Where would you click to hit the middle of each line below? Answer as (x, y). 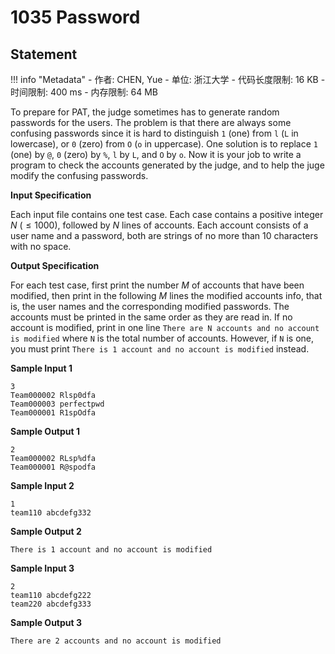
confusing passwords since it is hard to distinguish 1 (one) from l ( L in (154, 133)
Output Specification (55, 265)
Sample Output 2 (46, 531)
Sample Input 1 (41, 368)
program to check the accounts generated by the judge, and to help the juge (167, 165)
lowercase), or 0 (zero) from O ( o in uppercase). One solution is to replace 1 (164, 144)
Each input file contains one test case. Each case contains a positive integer (167, 214)
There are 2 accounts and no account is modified (116, 641)
